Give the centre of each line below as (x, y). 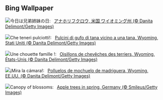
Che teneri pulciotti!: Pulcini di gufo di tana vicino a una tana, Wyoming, (84, 37)
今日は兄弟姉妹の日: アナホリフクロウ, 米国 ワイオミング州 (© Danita (81, 21)
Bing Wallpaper (29, 8)
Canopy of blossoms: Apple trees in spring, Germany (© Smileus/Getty (84, 87)
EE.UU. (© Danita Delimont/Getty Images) (48, 76)
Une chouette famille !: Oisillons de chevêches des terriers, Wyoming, (82, 54)
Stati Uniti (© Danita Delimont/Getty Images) (50, 43)
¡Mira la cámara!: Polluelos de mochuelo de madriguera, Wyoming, (79, 70)
